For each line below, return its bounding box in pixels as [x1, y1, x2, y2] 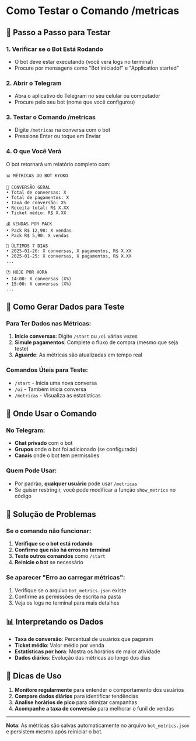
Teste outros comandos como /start [14, 553, 106, 560]
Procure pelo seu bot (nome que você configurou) [14, 98, 135, 106]
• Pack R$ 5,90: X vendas [6, 232, 69, 238]
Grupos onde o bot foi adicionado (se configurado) [14, 446, 138, 453]
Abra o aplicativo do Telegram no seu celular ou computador [14, 92, 160, 100]
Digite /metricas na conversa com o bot [14, 126, 111, 133]
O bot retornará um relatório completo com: [6, 160, 111, 167]
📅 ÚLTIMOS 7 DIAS [6, 243, 48, 249]
